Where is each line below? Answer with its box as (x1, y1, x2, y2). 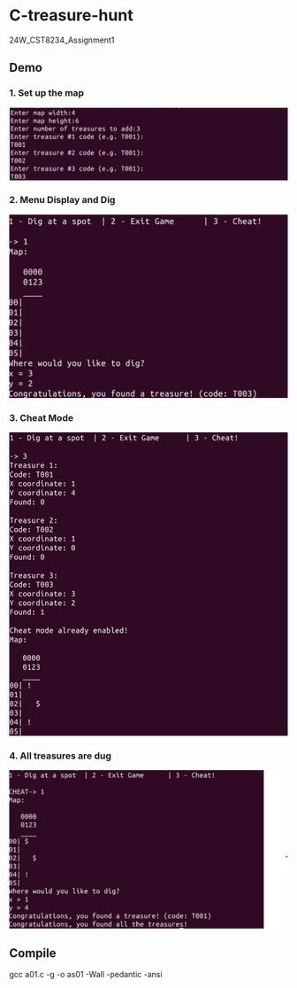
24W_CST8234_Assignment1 (9, 35, 115, 45)
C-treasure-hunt (9, 5, 134, 26)
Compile (9, 945, 57, 961)
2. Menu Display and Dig (9, 194, 116, 206)
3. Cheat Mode (9, 411, 73, 424)
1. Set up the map (9, 87, 85, 99)
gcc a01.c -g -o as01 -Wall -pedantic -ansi (9, 969, 163, 980)
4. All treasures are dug (9, 750, 112, 762)
